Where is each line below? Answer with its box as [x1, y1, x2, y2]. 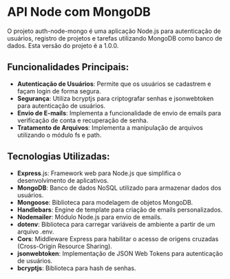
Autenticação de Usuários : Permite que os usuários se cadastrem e [17, 80, 211, 88]
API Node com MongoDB [7, 4, 151, 20]
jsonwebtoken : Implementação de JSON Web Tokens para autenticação [17, 249, 223, 258]
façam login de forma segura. [17, 87, 101, 95]
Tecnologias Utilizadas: [7, 150, 110, 162]
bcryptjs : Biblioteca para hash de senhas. [17, 264, 136, 272]
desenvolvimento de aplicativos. [17, 176, 109, 184]
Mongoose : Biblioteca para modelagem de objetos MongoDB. [17, 198, 194, 206]
